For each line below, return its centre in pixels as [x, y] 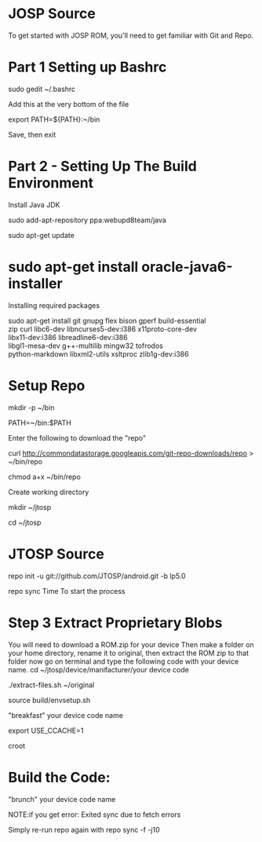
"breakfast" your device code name [66, 715]
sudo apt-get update [41, 235]
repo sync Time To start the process [67, 591]
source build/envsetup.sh [49, 700]
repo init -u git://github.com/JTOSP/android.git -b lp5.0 [97, 576]
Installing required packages [54, 305]
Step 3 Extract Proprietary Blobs [115, 622]
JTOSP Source [56, 554]
